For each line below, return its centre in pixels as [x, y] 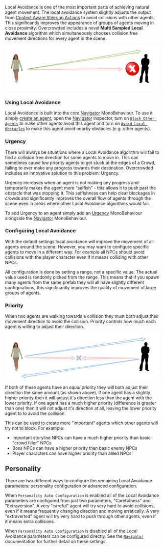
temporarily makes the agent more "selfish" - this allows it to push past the [81, 188]
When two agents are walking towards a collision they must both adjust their [82, 316]
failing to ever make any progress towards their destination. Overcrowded [79, 168]
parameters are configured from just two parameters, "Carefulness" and [78, 500]
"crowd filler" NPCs [32, 443]
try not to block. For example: [35, 428]
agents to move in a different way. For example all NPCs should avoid [75, 252]
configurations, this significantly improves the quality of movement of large [81, 287]
